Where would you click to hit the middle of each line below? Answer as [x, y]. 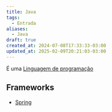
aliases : [17, 29]
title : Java [21, 12]
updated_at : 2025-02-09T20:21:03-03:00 [56, 51]
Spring [23, 102]
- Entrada [24, 23]
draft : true [21, 40]
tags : [13, 18]
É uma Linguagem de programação [50, 68]
